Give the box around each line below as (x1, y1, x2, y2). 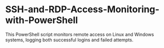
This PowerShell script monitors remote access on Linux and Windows (5, 31, 154, 37)
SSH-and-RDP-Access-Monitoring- (5, 4, 160, 15)
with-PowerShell (5, 14, 78, 26)
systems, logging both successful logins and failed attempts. (5, 37, 134, 43)
